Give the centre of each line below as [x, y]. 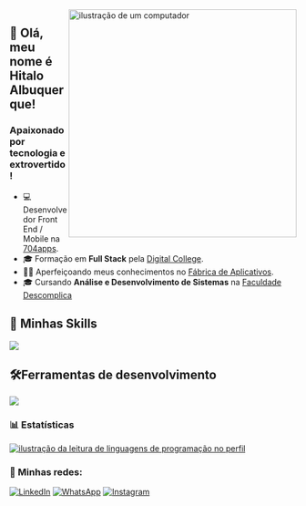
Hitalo [26, 76]
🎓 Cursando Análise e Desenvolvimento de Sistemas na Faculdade [152, 282]
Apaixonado [37, 130]
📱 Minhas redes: [46, 471]
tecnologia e [37, 153]
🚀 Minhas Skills [53, 324]
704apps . [41, 248]
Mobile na [41, 238]
